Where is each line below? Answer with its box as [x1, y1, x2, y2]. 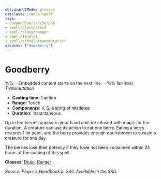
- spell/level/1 [5, 34, 38, 39]
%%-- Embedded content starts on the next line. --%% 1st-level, [5, 80, 134, 86]
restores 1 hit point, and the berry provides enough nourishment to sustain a [5, 130, 156, 136]
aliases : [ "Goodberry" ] [5, 43, 53, 48]
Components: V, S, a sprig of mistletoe [12, 105, 90, 111]
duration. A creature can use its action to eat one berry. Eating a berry [5, 125, 145, 130]
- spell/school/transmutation [5, 39, 66, 44]
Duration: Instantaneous [12, 110, 61, 116]
